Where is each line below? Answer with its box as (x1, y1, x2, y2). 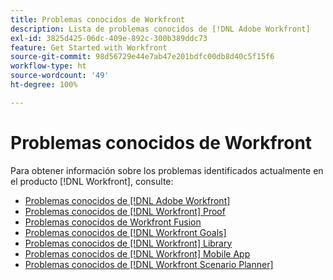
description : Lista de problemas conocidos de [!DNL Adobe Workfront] (10, 24, 311, 34)
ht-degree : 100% (10, 80, 78, 90)
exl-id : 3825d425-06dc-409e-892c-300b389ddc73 (10, 33, 208, 43)
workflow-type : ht (10, 61, 87, 71)
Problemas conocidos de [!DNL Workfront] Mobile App (24, 247, 251, 260)
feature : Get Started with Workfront (10, 42, 168, 53)
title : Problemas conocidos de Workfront (10, 14, 186, 25)
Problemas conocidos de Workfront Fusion (24, 216, 202, 228)
